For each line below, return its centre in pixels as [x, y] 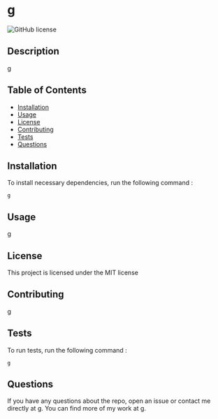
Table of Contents [47, 90]
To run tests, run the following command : [67, 350]
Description [33, 51]
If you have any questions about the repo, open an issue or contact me [109, 401]
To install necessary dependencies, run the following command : [100, 183]
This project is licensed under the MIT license [73, 272]
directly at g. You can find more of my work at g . [77, 409]
